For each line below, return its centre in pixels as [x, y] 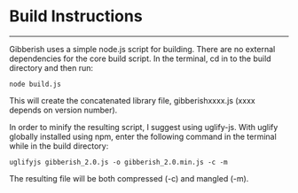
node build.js [35, 84]
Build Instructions [76, 16]
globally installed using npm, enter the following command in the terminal [143, 136]
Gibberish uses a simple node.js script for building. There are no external [142, 49]
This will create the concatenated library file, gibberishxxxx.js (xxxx [132, 100]
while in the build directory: [59, 146]
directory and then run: [51, 67]
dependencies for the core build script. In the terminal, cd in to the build [141, 58]
